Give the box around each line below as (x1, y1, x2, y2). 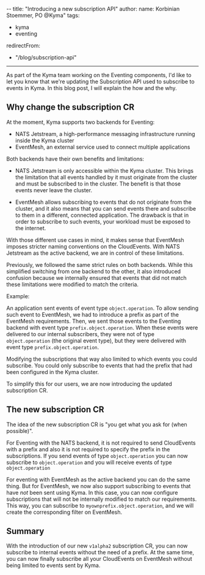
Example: (6, 292, 30, 299)
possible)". (6, 427, 34, 434)
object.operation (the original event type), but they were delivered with (6, 337, 187, 344)
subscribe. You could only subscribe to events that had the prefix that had (6, 361, 192, 369)
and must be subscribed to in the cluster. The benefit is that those (15, 180, 181, 187)
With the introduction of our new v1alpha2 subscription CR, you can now (6, 542, 188, 550)
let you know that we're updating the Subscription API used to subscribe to (6, 78, 195, 85)
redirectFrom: (6, 42, 41, 49)
